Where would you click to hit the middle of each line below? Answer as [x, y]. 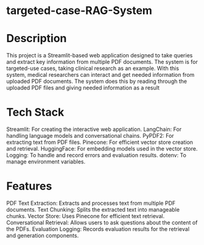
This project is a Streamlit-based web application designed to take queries [100, 55]
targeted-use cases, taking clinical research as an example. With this [93, 68]
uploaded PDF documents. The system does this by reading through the [97, 81]
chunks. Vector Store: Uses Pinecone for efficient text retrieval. [86, 216]
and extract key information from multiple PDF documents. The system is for [102, 62]
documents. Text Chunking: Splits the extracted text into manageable [93, 210]
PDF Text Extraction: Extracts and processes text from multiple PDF [91, 203]
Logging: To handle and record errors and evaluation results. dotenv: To [97, 155]
